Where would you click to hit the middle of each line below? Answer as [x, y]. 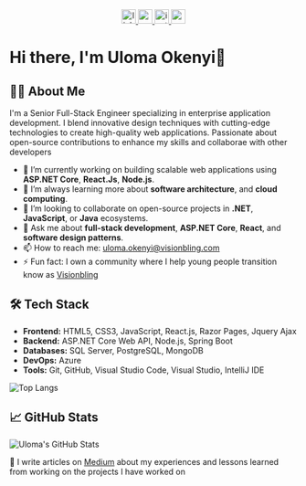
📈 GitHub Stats [54, 418]
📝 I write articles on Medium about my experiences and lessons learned [144, 461]
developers [31, 152]
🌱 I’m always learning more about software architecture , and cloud [150, 189]
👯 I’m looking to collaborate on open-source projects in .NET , [138, 208]
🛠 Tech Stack [49, 305]
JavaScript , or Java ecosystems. [85, 218]
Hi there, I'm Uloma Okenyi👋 [118, 58]
